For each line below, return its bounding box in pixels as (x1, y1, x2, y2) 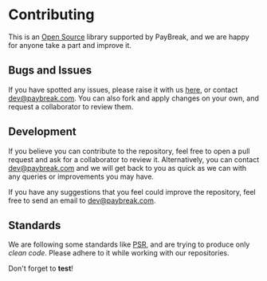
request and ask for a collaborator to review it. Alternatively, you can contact (8, 154, 260, 164)
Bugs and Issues (8, 64, 92, 77)
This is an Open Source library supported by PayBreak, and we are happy (8, 32, 249, 42)
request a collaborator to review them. (8, 101, 134, 111)
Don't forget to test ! (8, 263, 74, 273)
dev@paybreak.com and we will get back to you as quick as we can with (8, 163, 247, 172)
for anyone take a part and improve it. (8, 40, 132, 49)
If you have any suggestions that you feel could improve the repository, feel (8, 187, 257, 196)
